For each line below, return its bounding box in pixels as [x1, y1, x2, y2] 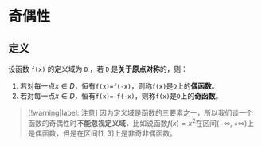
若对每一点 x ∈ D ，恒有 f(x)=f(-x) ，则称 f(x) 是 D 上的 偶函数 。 [19, 81, 219, 90]
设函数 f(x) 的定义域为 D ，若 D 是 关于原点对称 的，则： [8, 65, 189, 73]
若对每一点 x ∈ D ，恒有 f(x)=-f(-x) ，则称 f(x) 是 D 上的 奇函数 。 [19, 91, 223, 101]
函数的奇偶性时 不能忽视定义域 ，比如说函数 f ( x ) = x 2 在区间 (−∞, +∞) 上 [27, 117, 255, 128]
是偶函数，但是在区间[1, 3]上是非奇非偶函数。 [27, 128, 178, 138]
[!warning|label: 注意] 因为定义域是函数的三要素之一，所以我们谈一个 [27, 109, 253, 117]
